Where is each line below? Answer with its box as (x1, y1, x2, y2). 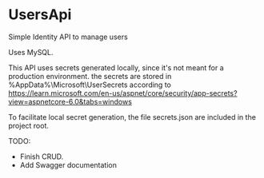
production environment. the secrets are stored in (8, 71, 172, 81)
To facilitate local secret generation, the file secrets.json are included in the (8, 112, 256, 121)
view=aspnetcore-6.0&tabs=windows (8, 97, 132, 106)
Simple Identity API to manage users (8, 32, 128, 42)
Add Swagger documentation (19, 160, 118, 169)
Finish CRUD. (19, 152, 64, 161)
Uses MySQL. (8, 47, 54, 57)
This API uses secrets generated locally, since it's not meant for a (8, 62, 224, 73)
